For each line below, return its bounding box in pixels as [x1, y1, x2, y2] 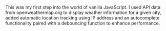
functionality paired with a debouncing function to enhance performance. [5, 20, 160, 26]
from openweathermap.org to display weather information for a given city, [5, 9, 161, 15]
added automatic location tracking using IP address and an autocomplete [5, 15, 160, 20]
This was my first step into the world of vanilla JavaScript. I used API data [5, 4, 161, 10]
